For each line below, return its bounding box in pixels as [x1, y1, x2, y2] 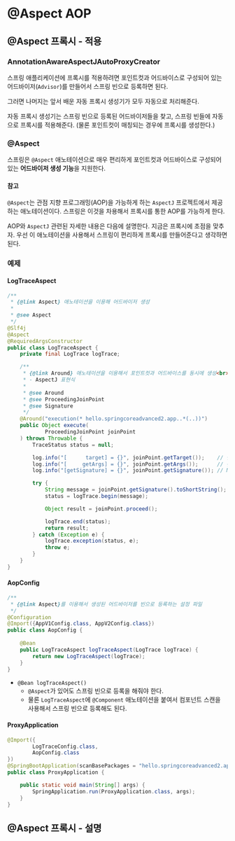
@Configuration [7, 613, 52, 621]
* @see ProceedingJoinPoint [22, 396, 105, 403]
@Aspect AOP [7, 6, 92, 22]
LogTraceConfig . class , [32, 743, 99, 750]
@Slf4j [7, 324, 27, 331]
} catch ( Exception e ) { [32, 531, 105, 538]
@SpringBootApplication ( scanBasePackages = [7, 763, 136, 770]
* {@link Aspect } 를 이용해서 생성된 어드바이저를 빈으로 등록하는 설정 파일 [10, 601, 203, 608]
